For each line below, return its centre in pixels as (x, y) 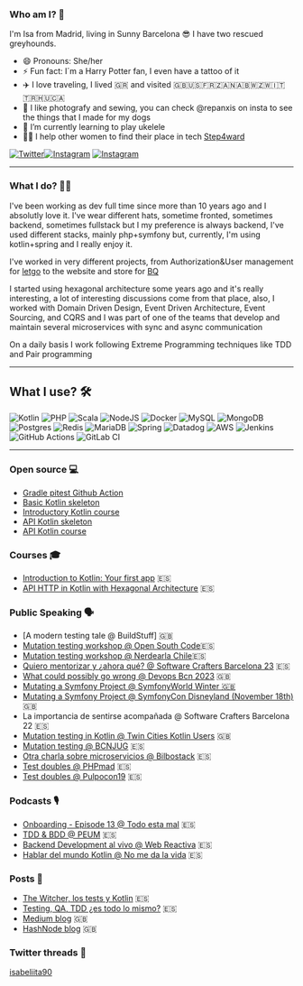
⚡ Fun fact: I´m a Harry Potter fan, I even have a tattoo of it (131, 71)
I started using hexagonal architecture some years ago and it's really (137, 289)
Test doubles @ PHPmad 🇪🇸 (77, 767)
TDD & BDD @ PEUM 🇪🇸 (69, 834)
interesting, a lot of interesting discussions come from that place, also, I (142, 298)
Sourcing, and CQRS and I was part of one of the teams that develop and (145, 317)
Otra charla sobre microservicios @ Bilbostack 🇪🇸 (117, 756)
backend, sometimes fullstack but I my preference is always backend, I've (147, 225)
